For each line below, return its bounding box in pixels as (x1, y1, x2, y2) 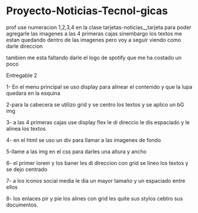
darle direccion (6, 43, 43, 50)
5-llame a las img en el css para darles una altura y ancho (6, 148, 147, 155)
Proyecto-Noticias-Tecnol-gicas (6, 4, 168, 18)
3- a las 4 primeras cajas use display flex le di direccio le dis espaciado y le (6, 118, 190, 125)
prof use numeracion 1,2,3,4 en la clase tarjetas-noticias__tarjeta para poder (6, 24, 192, 31)
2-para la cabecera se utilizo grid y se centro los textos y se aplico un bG (6, 101, 184, 108)
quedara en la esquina (6, 89, 61, 96)
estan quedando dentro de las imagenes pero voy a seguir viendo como (6, 36, 181, 43)
